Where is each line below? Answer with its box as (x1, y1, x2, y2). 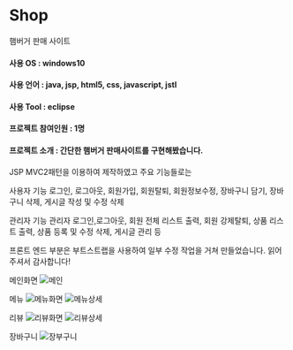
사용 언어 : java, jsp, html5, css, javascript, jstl (9, 80, 177, 90)
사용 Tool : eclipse (9, 101, 75, 111)
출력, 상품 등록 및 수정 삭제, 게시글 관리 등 (18, 226, 162, 237)
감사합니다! (32, 255, 71, 266)
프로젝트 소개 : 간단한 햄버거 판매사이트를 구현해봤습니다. (9, 145, 204, 156)
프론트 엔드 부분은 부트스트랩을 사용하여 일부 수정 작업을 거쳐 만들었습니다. (9, 245, 267, 255)
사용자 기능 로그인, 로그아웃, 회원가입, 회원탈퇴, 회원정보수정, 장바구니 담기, (9, 185, 267, 195)
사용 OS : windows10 (9, 57, 86, 68)
